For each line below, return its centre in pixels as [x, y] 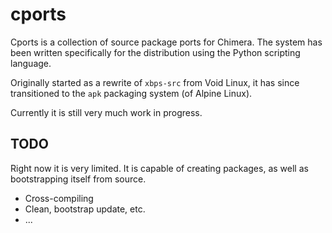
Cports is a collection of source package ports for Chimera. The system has [166, 42]
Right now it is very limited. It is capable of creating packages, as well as [159, 168]
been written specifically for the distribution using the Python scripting [155, 52]
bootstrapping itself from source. [78, 179]
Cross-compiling [59, 198]
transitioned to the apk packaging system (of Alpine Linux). [131, 93]
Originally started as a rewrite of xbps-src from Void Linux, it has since [155, 82]
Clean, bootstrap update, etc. [85, 209]
